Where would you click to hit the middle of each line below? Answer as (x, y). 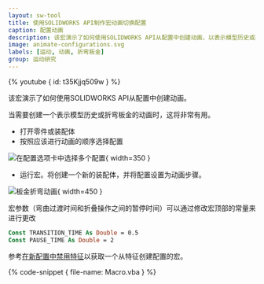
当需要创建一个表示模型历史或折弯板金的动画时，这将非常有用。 (111, 114)
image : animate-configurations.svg (66, 45)
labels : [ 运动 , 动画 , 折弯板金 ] (56, 52)
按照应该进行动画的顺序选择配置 (71, 141)
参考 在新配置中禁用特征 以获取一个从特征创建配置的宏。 (97, 256)
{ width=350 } (128, 157)
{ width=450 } (80, 191)
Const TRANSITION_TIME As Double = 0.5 (73, 233)
